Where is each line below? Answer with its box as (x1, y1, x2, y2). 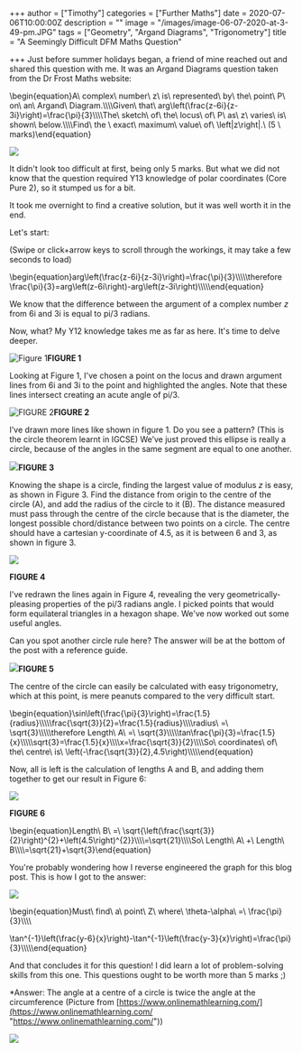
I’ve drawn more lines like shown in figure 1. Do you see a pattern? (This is (9, 424, 285, 435)
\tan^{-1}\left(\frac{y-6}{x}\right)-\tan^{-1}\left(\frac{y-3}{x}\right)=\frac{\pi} (9, 933, 291, 944)
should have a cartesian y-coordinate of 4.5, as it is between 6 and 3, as (9, 528, 278, 538)
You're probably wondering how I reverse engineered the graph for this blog (9, 862, 293, 872)
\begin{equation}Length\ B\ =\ (9, 826, 121, 835)
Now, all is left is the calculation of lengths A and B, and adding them (9, 764, 264, 774)
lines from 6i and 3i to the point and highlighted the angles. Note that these (9, 380, 288, 391)
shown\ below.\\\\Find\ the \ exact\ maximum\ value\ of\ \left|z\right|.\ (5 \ (9, 119, 281, 130)
